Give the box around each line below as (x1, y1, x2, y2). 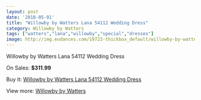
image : (6, 36, 23, 42)
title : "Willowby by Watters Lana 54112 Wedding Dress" (6, 20, 148, 26)
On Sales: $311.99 (6, 64, 51, 71)
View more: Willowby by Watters (6, 87, 86, 94)
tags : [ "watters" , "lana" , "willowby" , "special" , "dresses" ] (6, 31, 154, 37)
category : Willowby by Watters (6, 25, 84, 32)
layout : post (6, 8, 39, 15)
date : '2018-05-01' (6, 14, 55, 20)
